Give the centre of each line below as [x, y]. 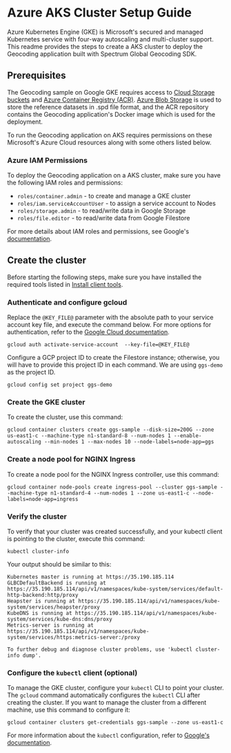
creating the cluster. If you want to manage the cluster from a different [107, 703]
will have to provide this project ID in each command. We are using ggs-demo [115, 365]
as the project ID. [31, 372]
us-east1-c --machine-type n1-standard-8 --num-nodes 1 [89, 436]
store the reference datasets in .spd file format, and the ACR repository [108, 107]
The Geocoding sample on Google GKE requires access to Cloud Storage [111, 92]
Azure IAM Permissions [48, 160]
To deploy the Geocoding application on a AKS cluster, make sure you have [114, 175]
